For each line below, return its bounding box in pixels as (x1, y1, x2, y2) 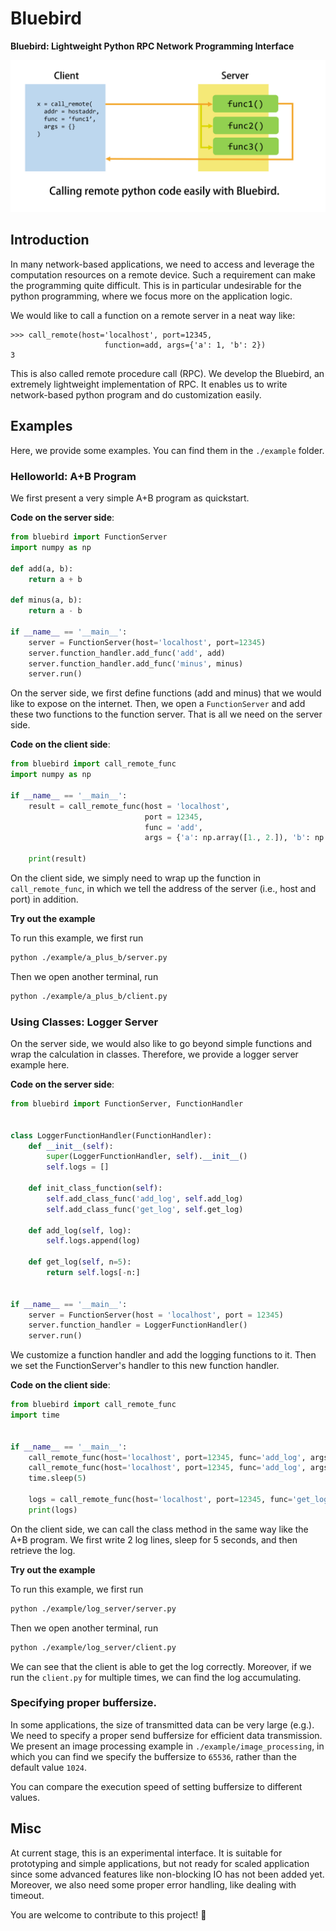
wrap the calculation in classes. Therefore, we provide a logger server (10, 1048, 299, 1061)
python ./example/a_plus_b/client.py (10, 991, 168, 1001)
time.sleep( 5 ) (28, 1473, 87, 1484)
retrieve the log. (10, 1544, 76, 1556)
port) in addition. (10, 893, 79, 905)
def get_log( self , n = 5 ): (28, 1257, 132, 1267)
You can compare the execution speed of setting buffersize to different (10, 1780, 303, 1792)
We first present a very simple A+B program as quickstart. (10, 492, 250, 504)
